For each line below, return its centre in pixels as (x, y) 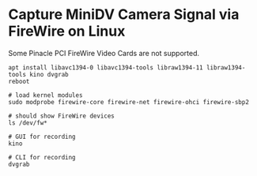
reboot (19, 81)
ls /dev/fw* (28, 123)
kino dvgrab (49, 74)
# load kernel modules (45, 95)
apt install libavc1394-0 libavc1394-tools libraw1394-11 (106, 67)
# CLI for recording (42, 157)
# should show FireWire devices (61, 116)
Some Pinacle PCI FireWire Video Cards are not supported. (104, 53)
